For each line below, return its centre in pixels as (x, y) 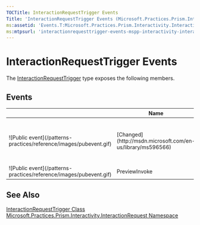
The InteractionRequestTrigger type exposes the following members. (90, 78)
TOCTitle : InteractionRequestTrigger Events (62, 13)
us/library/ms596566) (144, 147)
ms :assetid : (21, 25)
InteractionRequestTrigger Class (46, 209)
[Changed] (130, 134)
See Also (23, 195)
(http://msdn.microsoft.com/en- (156, 141)
